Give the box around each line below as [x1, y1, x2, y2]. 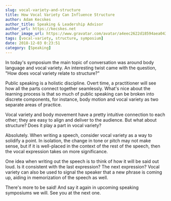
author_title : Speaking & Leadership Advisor [5, 21, 103, 27]
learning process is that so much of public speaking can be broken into [5, 91, 154, 97]
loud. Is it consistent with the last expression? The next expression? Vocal [5, 163, 160, 169]
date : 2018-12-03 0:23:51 [5, 41, 60, 46]
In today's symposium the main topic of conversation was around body [5, 59, 154, 65]
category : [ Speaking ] [5, 45, 51, 50]
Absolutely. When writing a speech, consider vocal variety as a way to [5, 132, 153, 138]
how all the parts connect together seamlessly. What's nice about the [5, 85, 151, 92]
